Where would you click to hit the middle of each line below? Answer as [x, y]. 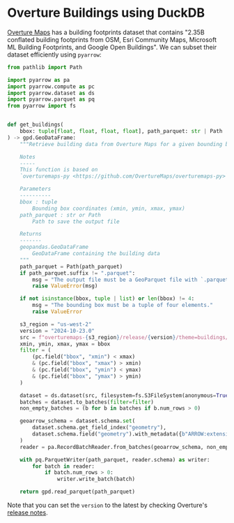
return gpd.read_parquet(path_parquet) [78, 492]
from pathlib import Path [45, 67]
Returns [31, 234]
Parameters [36, 189]
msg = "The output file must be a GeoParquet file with [115, 280]
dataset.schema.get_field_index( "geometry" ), [100, 428]
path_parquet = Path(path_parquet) [71, 266]
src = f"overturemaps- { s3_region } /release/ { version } [98, 337]
